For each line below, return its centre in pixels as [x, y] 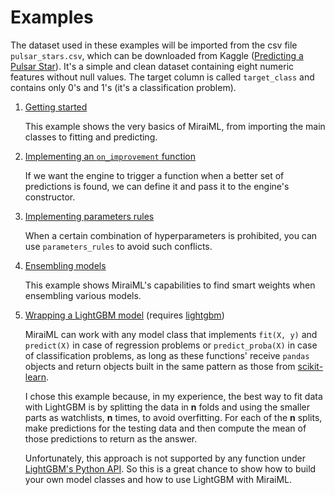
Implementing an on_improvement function [110, 156]
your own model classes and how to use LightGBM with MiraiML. [158, 479]
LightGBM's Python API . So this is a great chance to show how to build [170, 468]
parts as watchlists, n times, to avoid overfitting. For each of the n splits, [173, 417]
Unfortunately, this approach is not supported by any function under [165, 458]
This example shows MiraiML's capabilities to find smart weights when [170, 285]
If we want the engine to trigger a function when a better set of [154, 175]
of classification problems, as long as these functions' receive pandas [167, 355]
